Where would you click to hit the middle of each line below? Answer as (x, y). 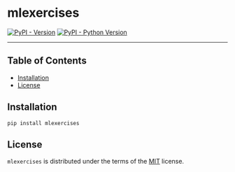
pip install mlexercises (43, 123)
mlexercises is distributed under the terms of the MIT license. (95, 162)
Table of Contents (47, 61)
